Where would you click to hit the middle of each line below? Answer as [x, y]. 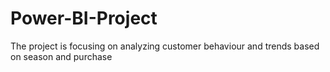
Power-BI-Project [84, 18]
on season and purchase [61, 56]
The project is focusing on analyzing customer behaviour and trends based [165, 46]
